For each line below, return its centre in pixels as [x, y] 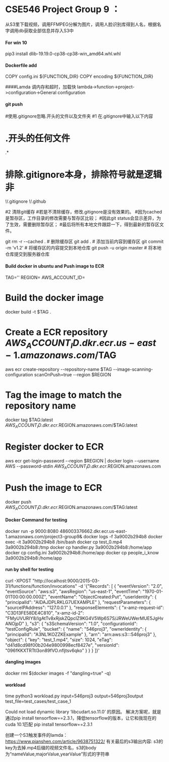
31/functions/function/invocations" [41, 586]
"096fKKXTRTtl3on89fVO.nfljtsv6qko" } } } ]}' [52, 650]
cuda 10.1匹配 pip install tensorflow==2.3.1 [49, 725]
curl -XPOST [18, 581]
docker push [18, 501]
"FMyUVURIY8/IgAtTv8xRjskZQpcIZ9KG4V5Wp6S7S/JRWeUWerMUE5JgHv [84, 618]
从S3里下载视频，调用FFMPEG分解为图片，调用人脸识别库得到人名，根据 [81, 24]
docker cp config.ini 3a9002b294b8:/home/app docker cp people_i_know [82, 552]
